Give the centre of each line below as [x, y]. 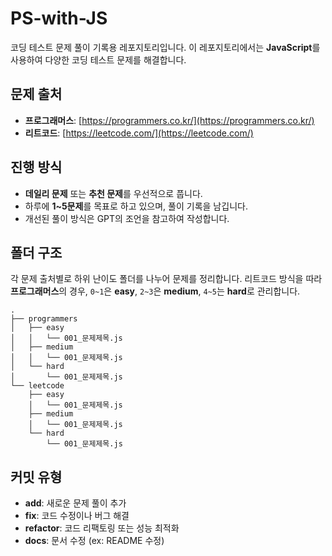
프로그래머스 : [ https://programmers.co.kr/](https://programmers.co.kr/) [169, 120]
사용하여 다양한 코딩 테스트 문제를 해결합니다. [98, 59]
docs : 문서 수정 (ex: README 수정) [94, 541]
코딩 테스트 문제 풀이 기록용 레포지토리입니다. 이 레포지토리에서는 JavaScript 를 [165, 47]
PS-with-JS [59, 18]
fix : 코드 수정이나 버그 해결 [77, 516]
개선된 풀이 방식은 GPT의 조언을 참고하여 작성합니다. [127, 218]
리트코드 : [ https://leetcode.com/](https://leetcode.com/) [139, 133]
